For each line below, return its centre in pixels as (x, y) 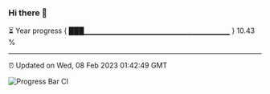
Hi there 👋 (28, 13)
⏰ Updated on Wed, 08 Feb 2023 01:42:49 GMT (88, 65)
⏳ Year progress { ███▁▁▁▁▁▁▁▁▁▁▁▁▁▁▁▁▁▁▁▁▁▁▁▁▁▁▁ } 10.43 (132, 31)
